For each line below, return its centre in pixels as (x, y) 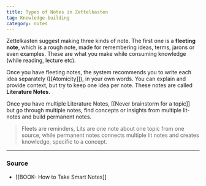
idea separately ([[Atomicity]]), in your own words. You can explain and (96, 79)
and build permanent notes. (57, 117)
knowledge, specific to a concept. (64, 142)
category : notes (27, 23)
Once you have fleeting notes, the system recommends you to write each (99, 72)
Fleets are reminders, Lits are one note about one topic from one (103, 129)
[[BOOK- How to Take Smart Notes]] (61, 177)
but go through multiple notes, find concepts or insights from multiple (94, 110)
